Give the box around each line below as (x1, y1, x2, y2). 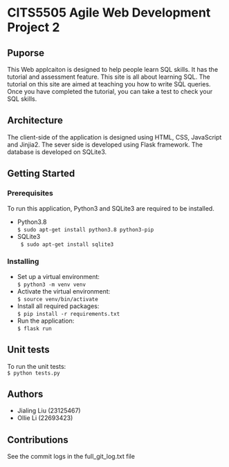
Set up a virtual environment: (17, 272, 100, 280)
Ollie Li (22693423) (17, 414, 73, 422)
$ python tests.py (7, 370, 60, 377)
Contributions (7, 434, 68, 446)
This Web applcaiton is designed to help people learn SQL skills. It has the (7, 66, 219, 73)
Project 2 (7, 19, 60, 35)
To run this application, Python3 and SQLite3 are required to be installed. (7, 204, 214, 212)
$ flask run (17, 325, 52, 332)
